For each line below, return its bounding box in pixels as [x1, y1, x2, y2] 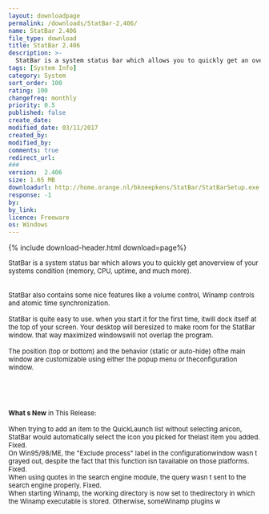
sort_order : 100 [8, 79, 62, 87]
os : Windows [8, 221, 48, 229]
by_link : [8, 206, 38, 214]
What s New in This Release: [8, 409, 97, 418]
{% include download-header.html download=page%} [8, 243, 187, 253]
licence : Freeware [8, 214, 70, 222]
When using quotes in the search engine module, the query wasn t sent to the [8, 473, 247, 482]
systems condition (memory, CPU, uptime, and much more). [8, 267, 192, 275]
